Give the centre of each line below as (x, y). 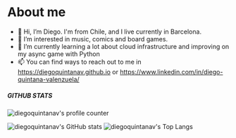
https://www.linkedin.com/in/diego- (171, 71)
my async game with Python (58, 54)
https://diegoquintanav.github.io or (68, 71)
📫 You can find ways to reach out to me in (79, 62)
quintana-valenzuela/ (48, 79)
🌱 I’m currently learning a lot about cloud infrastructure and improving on (123, 46)
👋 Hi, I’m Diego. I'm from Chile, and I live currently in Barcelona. (110, 32)
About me (37, 12)
